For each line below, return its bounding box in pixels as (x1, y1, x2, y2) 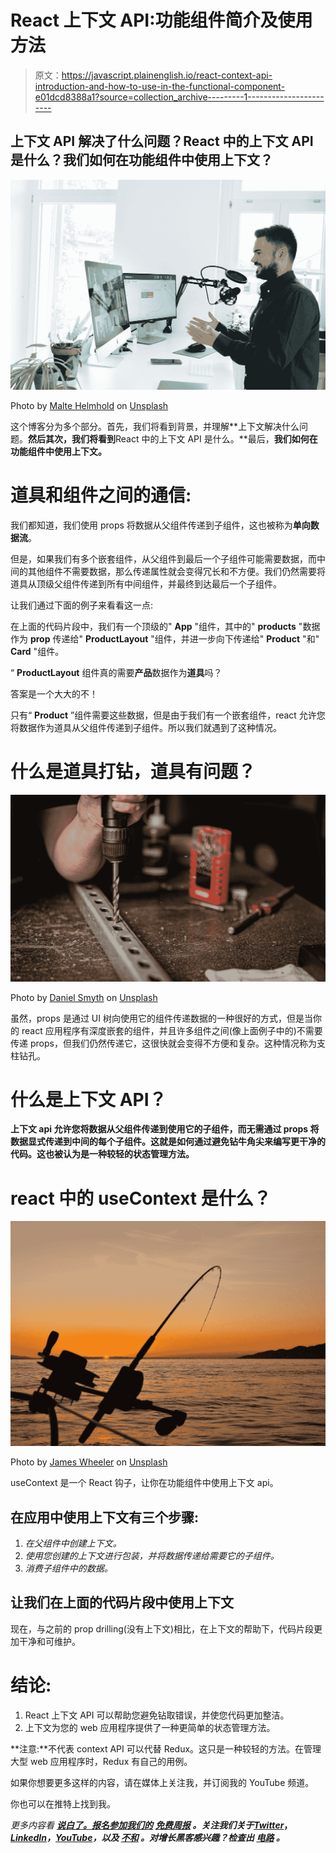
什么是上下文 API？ (10, 1088, 167, 1111)
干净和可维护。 (18, 1635, 81, 1647)
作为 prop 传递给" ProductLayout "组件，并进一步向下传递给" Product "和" (10, 632, 320, 645)
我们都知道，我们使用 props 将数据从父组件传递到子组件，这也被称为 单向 (10, 519, 311, 531)
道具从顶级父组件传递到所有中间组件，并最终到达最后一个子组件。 (10, 577, 282, 590)
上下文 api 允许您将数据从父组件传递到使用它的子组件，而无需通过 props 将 (10, 1123, 320, 1135)
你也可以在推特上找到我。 (10, 1797, 116, 1810)
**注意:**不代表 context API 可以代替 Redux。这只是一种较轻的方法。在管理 (10, 1742, 322, 1755)
